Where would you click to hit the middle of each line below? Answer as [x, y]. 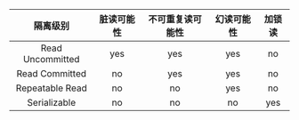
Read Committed [52, 73]
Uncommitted [51, 59]
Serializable [52, 103]
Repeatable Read [51, 88]
